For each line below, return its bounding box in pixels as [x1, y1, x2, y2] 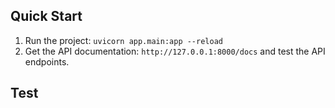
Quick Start [10, 8, 83, 25]
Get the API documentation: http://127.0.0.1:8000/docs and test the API [24, 45, 326, 57]
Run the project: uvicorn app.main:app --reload [24, 34, 223, 46]
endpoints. [24, 55, 70, 68]
